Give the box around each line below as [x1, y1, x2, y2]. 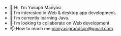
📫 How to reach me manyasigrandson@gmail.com [9, 26, 113, 31]
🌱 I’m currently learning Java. [9, 15, 70, 20]
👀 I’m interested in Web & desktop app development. [9, 10, 117, 16]
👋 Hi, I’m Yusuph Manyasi [9, 5, 61, 10]
